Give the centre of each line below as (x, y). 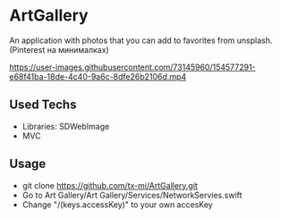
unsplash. (255, 40)
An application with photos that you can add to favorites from (122, 40)
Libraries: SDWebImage (66, 126)
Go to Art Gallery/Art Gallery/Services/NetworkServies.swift (132, 195)
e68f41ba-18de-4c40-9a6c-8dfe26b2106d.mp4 (98, 76)
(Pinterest (27, 49)
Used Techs (43, 105)
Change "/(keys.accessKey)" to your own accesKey (117, 204)
